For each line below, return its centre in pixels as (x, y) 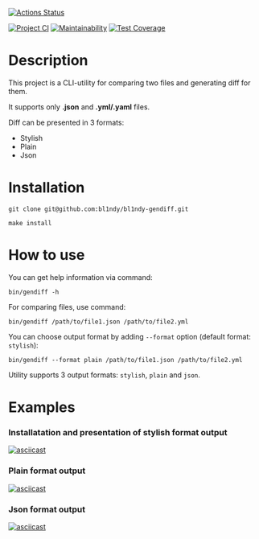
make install (30, 223)
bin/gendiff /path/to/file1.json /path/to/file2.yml (99, 322)
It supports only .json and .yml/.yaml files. (79, 107)
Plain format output (47, 471)
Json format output (47, 509)
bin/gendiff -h (34, 292)
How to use (47, 255)
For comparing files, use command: (67, 307)
